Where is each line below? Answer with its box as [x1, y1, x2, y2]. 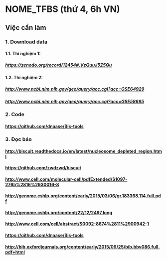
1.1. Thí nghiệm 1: [5, 51, 41, 57]
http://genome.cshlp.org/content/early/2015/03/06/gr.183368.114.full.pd [5, 193, 161, 199]
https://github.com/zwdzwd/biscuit [5, 165, 81, 171]
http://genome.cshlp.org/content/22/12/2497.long [5, 209, 113, 215]
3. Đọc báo [5, 135, 32, 142]
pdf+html [5, 249, 25, 255]
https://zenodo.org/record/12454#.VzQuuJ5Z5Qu [5, 62, 112, 68]
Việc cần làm [5, 23, 46, 32]
